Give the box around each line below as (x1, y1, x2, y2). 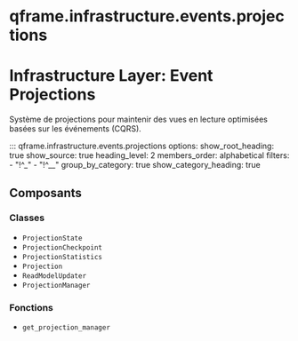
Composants (9, 185, 83, 201)
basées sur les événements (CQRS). (9, 123, 142, 134)
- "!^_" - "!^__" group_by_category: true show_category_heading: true (9, 160, 261, 170)
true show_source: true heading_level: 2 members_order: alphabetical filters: (9, 150, 290, 161)
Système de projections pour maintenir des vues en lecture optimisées (9, 114, 269, 125)
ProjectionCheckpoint (21, 242, 102, 252)
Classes (9, 211, 45, 224)
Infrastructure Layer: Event (9, 66, 213, 86)
